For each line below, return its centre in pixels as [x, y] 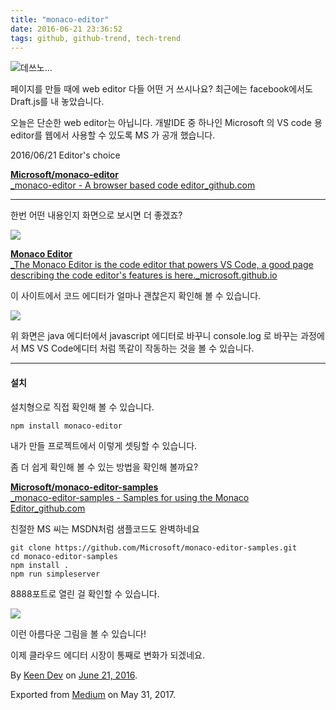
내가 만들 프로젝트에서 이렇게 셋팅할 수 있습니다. [104, 445]
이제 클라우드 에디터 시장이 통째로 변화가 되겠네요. [108, 655]
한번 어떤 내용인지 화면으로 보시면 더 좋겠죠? [96, 215]
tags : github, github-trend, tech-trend [96, 38]
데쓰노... [36, 68]
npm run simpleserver [55, 574]
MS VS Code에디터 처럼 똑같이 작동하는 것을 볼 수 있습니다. [137, 348]
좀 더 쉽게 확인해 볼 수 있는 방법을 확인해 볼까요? [104, 467]
